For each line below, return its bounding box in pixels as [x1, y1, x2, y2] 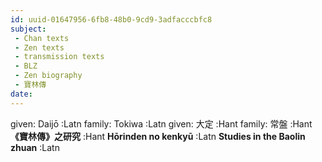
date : [10, 89, 33, 99]
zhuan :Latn [10, 141, 60, 153]
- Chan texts [14, 33, 70, 43]
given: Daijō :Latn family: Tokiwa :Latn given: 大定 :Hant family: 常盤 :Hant [10, 117, 313, 130]
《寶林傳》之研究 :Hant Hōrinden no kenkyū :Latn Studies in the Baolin [10, 130, 306, 142]
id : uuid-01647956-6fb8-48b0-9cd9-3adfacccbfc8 [10, 14, 213, 25]
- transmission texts [14, 52, 105, 62]
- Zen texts [14, 42, 65, 53]
